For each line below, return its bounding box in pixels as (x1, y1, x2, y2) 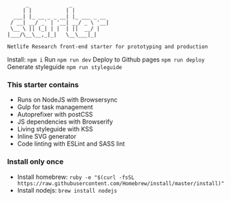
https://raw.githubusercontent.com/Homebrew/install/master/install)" (17, 180, 225, 187)
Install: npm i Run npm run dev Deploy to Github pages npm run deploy (7, 55, 205, 64)
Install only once (7, 157, 64, 166)
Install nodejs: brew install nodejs (17, 186, 117, 194)
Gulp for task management (17, 103, 93, 111)
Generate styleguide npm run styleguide (7, 63, 123, 70)
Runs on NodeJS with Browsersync (17, 95, 118, 104)
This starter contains (7, 79, 79, 89)
